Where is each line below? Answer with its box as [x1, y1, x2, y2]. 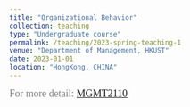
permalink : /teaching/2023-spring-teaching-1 [9, 37, 181, 47]
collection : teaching [9, 21, 90, 30]
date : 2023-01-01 [9, 54, 74, 63]
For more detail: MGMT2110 [9, 86, 128, 99]
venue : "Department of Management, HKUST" [9, 46, 169, 55]
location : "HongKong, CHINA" [9, 63, 118, 72]
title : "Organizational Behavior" [9, 12, 138, 22]
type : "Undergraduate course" [9, 29, 122, 38]
